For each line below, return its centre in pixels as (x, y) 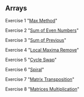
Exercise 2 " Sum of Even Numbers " (42, 30)
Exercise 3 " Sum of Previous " (36, 40)
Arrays (16, 8)
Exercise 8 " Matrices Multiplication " (42, 89)
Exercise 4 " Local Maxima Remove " (42, 50)
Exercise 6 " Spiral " (25, 69)
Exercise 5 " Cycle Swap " (31, 60)
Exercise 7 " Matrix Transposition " (40, 79)
